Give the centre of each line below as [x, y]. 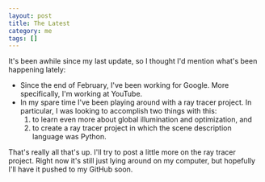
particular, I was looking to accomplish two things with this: [118, 111]
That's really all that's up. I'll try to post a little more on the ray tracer [122, 152]
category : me [30, 31]
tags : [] [23, 38]
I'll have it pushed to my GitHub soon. [71, 169]
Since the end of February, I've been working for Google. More [124, 85]
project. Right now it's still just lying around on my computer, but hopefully [132, 161]
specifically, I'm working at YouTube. [81, 94]
